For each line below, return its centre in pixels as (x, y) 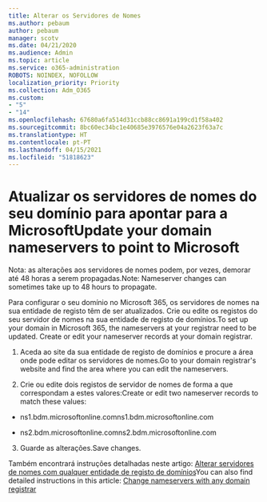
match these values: (53, 402)
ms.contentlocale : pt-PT (50, 142)
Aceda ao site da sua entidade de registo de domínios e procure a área (136, 352)
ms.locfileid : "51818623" (51, 157)
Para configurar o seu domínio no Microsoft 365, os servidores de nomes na (134, 303)
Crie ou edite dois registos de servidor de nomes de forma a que (126, 384)
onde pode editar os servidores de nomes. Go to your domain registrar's (138, 360)
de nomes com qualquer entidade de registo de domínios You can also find (131, 472)
